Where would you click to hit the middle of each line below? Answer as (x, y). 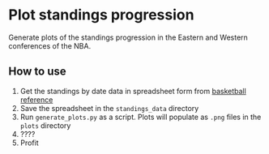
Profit (29, 143)
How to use (37, 72)
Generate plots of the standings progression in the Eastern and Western (128, 37)
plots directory (45, 125)
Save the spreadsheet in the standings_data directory (109, 108)
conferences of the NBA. (50, 45)
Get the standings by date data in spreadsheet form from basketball (133, 91)
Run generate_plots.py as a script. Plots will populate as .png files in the (141, 117)
